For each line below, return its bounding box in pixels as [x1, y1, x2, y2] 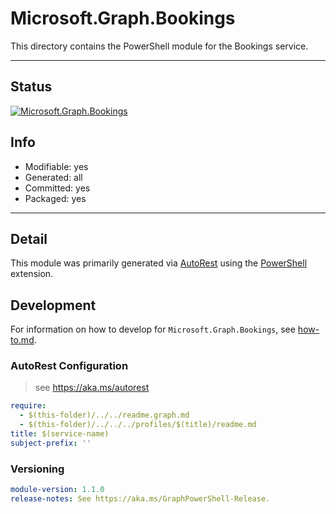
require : [10, 401, 47, 411]
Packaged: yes [24, 192, 87, 204]
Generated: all [24, 171, 83, 183]
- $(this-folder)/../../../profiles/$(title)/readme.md [19, 420, 257, 430]
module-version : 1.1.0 [10, 485, 105, 495]
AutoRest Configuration [10, 359, 129, 373]
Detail [10, 230, 48, 247]
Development [10, 297, 97, 314]
